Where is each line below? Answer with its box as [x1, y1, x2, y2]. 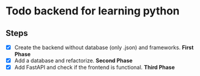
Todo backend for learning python [5, 4, 180, 18]
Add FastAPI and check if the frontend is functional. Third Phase [14, 64, 175, 71]
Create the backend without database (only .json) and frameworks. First [14, 44, 194, 51]
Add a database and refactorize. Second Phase [14, 57, 133, 64]
